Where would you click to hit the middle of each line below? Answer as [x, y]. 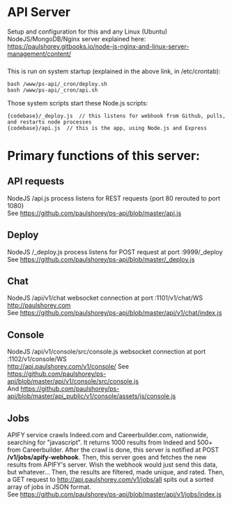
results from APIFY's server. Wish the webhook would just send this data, [113, 464]
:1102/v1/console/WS [37, 359]
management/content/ [39, 54]
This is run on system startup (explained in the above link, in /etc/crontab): [114, 71]
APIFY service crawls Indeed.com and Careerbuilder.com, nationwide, [108, 435]
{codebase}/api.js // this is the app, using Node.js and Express [107, 128]
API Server [39, 12]
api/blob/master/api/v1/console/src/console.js [73, 381]
